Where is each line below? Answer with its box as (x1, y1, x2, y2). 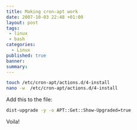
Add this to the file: (6, 96, 53, 103)
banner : (6, 58, 26, 64)
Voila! (6, 118, 20, 125)
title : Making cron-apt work (6, 8, 78, 15)
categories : (6, 42, 36, 48)
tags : (6, 25, 20, 31)
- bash (8, 36, 26, 42)
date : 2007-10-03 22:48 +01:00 (6, 14, 84, 20)
